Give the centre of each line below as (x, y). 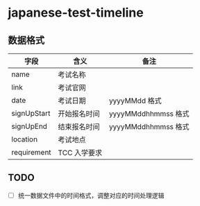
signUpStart (31, 113)
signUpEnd (30, 126)
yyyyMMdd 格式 (135, 101)
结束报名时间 (79, 127)
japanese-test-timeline (76, 13)
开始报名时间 (79, 114)
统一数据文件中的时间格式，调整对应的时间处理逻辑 (91, 195)
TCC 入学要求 (80, 153)
